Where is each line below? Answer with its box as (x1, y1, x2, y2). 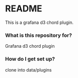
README (5, 3, 42, 14)
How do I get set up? (5, 56, 55, 63)
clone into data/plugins (5, 67, 52, 73)
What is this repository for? (5, 32, 73, 39)
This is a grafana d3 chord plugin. (5, 19, 74, 25)
